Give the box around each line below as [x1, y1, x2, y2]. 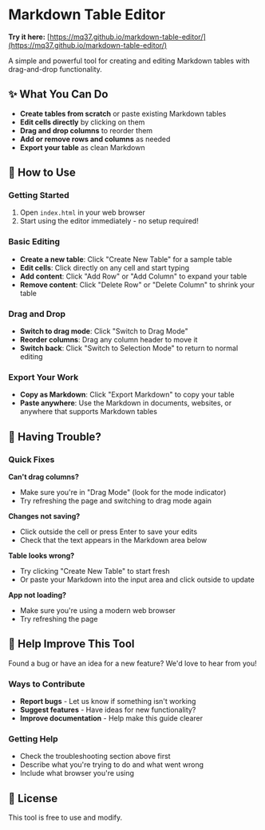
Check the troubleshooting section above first [19, 752, 171, 761]
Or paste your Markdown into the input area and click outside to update [19, 575, 255, 584]
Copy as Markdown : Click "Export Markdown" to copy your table [19, 389, 235, 400]
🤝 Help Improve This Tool [8, 637, 135, 651]
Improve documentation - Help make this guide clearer [19, 713, 204, 723]
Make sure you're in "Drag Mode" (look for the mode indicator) [19, 488, 227, 497]
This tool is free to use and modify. [8, 812, 123, 823]
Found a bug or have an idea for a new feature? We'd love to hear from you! [8, 658, 257, 668]
